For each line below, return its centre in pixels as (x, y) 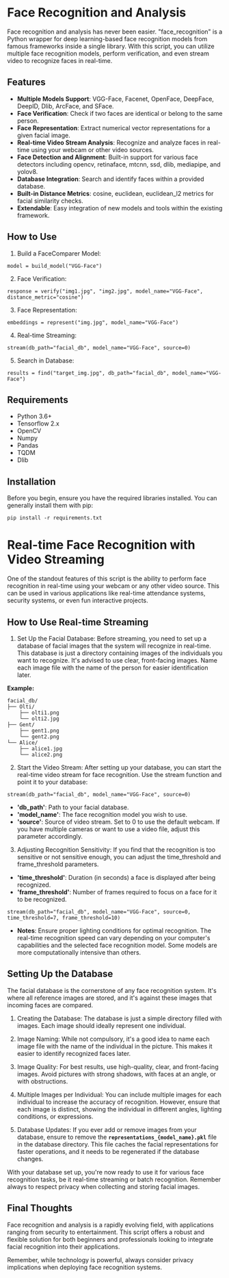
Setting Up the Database (60, 974)
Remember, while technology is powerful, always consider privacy (100, 1259)
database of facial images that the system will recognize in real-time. (114, 646)
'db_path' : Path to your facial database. (73, 807)
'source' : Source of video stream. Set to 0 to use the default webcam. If (118, 822)
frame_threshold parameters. (58, 864)
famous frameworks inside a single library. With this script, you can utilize (111, 46)
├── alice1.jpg (41, 748)
